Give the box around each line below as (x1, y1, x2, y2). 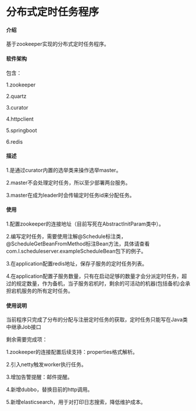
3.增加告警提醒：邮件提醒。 (6, 373, 73, 380)
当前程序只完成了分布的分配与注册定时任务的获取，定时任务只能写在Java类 (6, 316, 188, 323)
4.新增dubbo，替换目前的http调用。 (6, 386, 93, 393)
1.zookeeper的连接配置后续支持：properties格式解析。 (6, 349, 138, 356)
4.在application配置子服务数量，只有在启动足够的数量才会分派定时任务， (6, 273, 182, 280)
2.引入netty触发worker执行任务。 (6, 361, 87, 368)
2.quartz (6, 92, 27, 100)
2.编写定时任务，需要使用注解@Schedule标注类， (6, 233, 127, 240)
